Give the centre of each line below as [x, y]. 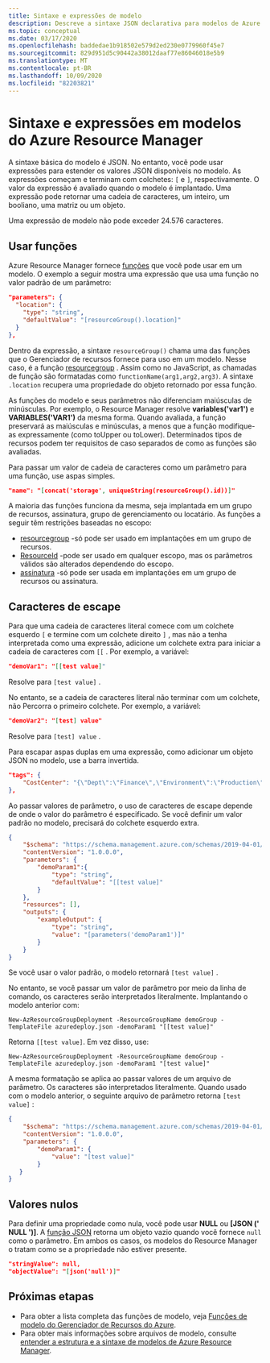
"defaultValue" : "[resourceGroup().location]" [102, 320]
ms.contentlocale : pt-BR [50, 68]
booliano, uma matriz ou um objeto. [67, 205]
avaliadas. [25, 451]
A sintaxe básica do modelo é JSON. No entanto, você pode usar [116, 163]
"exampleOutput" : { [70, 920]
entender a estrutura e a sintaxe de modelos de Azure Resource [126, 1341]
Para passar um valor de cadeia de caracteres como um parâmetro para [128, 467]
